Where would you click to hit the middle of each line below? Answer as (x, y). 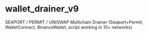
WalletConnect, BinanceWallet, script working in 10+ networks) (69, 27)
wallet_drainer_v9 (42, 9)
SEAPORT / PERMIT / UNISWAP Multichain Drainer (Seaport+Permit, (74, 22)
